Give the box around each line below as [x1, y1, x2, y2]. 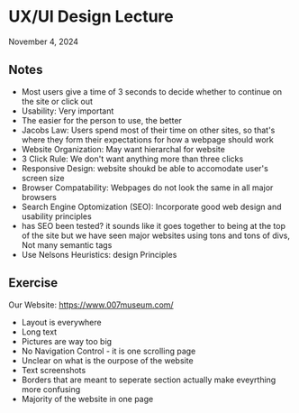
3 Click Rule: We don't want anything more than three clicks [21, 153, 244, 164]
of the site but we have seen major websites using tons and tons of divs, [21, 230, 290, 241]
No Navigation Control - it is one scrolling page [21, 345, 196, 356]
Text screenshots [21, 364, 86, 375]
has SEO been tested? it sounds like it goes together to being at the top [21, 220, 285, 231]
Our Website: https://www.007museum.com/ [8, 299, 174, 310]
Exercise [8, 275, 59, 290]
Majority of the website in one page [21, 393, 154, 404]
